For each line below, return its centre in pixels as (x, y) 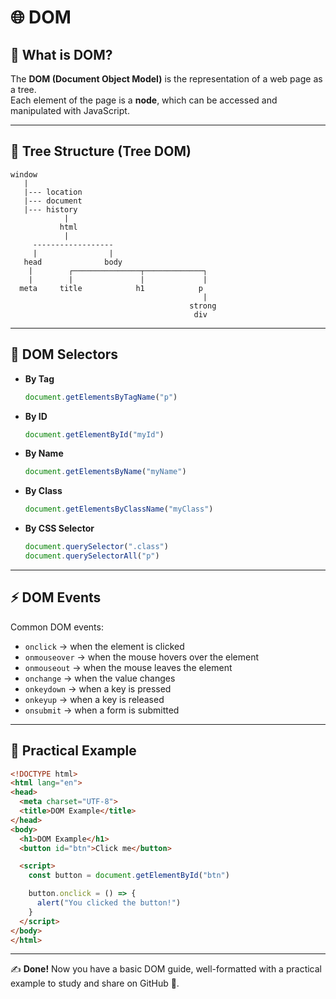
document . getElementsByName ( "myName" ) (105, 472)
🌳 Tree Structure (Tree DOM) (101, 151)
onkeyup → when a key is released (94, 699)
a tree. (23, 89)
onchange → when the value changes (100, 678)
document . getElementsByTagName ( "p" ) (101, 397)
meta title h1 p (111, 288)
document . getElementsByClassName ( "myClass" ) (119, 509)
